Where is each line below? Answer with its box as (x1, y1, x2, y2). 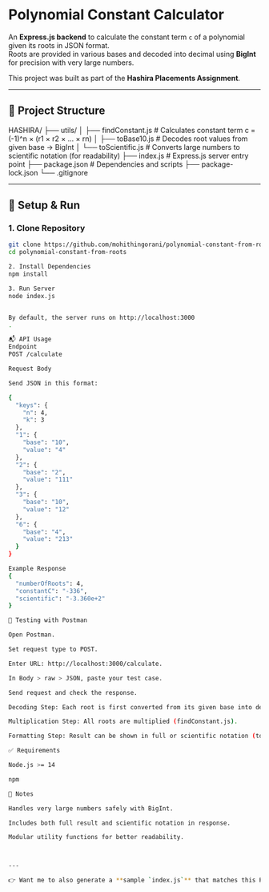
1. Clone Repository (8, 223, 86, 234)
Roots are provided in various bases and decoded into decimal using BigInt (8, 49, 256, 59)
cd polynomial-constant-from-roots (8, 248, 127, 256)
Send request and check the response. (8, 688, 138, 696)
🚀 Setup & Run (8, 199, 81, 212)
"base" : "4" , (22, 527, 66, 536)
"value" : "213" (22, 535, 74, 543)
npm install (8, 270, 48, 278)
